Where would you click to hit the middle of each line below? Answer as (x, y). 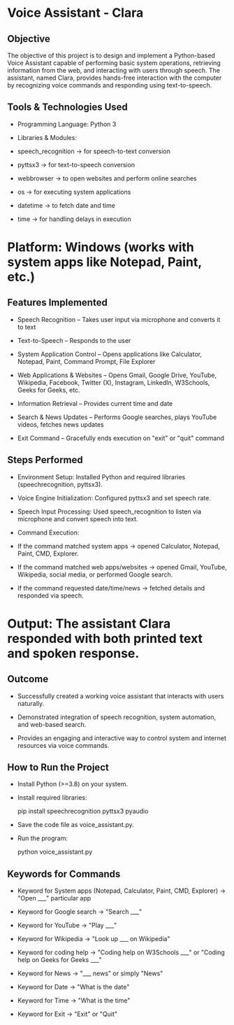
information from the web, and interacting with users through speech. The (114, 70)
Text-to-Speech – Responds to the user (74, 340)
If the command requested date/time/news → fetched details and (111, 588)
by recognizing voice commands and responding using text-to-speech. (110, 85)
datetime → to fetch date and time (66, 205)
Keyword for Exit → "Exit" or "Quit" (67, 1014)
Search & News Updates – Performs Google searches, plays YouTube (117, 417)
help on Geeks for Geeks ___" (60, 960)
